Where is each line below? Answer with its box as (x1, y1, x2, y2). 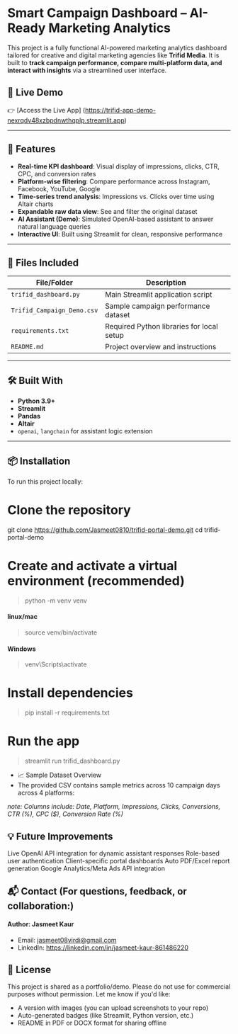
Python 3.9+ (17, 397, 55, 405)
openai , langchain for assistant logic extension (17, 427, 153, 436)
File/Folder (35, 278, 73, 288)
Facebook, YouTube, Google (17, 184, 101, 193)
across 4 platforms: (17, 788, 75, 797)
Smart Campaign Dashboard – (7, 5, 187, 21)
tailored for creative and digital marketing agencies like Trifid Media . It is (7, 51, 220, 59)
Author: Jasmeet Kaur (7, 919, 74, 928)
